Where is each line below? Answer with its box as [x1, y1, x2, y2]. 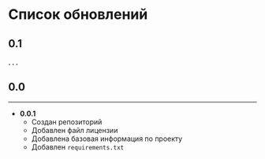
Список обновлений [8, 6, 148, 24]
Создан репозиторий [31, 116, 103, 127]
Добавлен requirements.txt [31, 142, 125, 151]
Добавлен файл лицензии [31, 125, 118, 135]
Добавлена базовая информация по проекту [31, 134, 183, 143]
